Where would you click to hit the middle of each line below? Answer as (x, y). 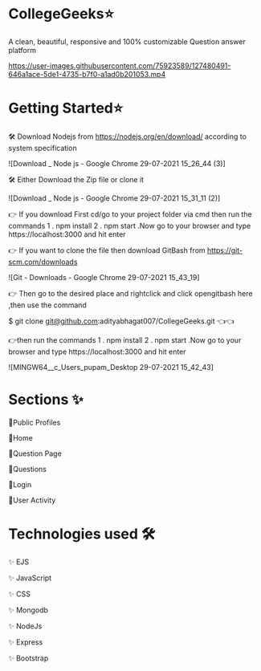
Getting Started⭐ (66, 108)
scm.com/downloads (43, 262)
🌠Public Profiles (35, 422)
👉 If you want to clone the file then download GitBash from (107, 250)
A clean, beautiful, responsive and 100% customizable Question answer (127, 41)
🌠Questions (27, 469)
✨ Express (26, 642)
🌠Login (20, 484)
